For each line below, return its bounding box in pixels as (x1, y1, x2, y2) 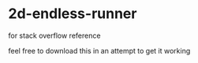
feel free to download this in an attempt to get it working (8, 46, 191, 55)
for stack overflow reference (8, 31, 101, 40)
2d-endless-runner (8, 5, 137, 23)
